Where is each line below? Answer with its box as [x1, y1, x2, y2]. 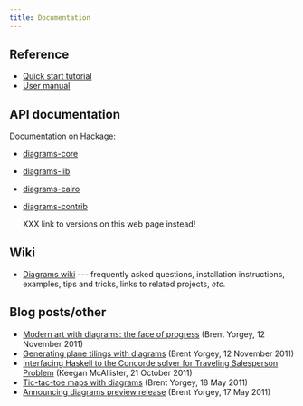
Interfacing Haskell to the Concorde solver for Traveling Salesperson [22, 357, 279, 368]
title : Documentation [9, 13, 91, 23]
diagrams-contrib [22, 201, 89, 212]
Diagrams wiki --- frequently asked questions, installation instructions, [22, 269, 285, 280]
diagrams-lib [22, 166, 71, 177]
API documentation [9, 106, 120, 122]
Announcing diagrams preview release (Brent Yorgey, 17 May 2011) [22, 386, 271, 397]
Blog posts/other [9, 304, 107, 320]
